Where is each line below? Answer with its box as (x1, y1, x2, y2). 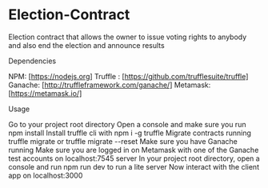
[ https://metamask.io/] (8, 88, 82, 98)
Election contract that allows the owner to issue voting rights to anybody (8, 32, 247, 42)
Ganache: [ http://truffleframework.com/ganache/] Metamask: (8, 80, 211, 90)
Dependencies (8, 56, 57, 66)
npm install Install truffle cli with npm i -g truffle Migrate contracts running (8, 128, 252, 138)
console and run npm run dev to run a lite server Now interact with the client (8, 162, 260, 171)
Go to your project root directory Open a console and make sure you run (8, 119, 246, 129)
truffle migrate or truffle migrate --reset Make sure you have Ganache (8, 136, 238, 146)
